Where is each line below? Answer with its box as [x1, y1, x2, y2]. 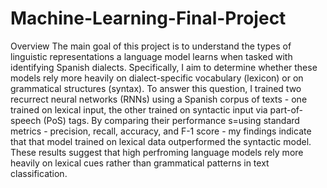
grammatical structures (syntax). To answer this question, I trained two [10, 82, 302, 94]
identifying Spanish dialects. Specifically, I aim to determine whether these [10, 61, 318, 73]
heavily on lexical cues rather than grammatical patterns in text [10, 157, 270, 169]
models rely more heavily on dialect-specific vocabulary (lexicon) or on [10, 72, 304, 84]
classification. [10, 167, 68, 179]
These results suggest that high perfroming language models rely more [10, 146, 304, 158]
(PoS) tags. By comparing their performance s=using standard [43, 114, 300, 126]
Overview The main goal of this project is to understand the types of [10, 40, 292, 52]
